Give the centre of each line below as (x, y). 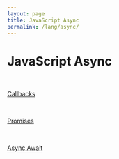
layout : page (26, 14)
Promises (21, 121)
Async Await (25, 148)
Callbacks (22, 94)
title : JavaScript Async (43, 20)
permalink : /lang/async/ (43, 26)
